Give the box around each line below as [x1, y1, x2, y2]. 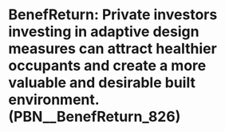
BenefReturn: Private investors [8, 6, 218, 24]
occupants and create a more [8, 57, 207, 75]
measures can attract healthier [8, 40, 217, 58]
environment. [8, 90, 100, 109]
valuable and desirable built [8, 74, 195, 92]
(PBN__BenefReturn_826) [8, 108, 181, 126]
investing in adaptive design [8, 22, 199, 41]
